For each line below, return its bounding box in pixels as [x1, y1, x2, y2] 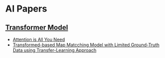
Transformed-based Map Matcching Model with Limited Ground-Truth [12, 42, 159, 48]
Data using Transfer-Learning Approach [12, 47, 97, 53]
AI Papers [5, 3, 47, 15]
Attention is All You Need [12, 36, 65, 42]
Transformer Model [5, 23, 68, 32]
